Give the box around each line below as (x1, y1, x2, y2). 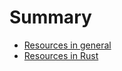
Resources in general (23, 39, 112, 51)
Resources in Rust (23, 49, 99, 61)
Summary (9, 6, 92, 29)
